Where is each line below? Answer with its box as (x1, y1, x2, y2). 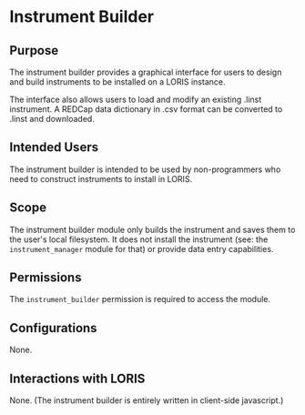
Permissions (9, 270, 82, 286)
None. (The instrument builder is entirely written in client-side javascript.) (9, 395, 284, 406)
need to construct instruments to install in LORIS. (9, 173, 193, 184)
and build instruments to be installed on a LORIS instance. (9, 76, 226, 87)
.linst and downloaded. (9, 114, 96, 124)
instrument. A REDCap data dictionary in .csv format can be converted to (9, 104, 283, 115)
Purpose (9, 43, 59, 58)
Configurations (9, 320, 97, 336)
